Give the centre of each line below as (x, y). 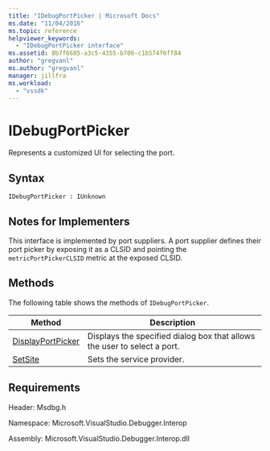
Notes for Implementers (69, 221)
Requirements (44, 388)
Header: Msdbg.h (37, 407)
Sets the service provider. (136, 359)
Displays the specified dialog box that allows (171, 336)
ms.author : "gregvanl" (46, 68)
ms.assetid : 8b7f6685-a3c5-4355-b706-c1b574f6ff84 (95, 53)
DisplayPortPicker (46, 341)
